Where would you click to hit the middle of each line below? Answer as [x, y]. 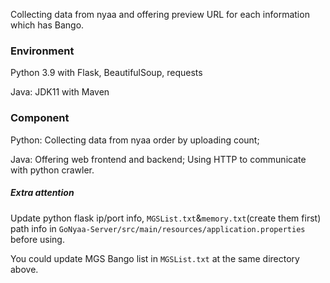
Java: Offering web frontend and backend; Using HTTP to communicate [158, 159]
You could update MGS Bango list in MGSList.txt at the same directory [155, 258]
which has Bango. [47, 25]
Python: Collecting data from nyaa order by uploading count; [135, 140]
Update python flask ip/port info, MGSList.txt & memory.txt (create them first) [166, 218]
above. [24, 269]
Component [40, 118]
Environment [42, 51]
